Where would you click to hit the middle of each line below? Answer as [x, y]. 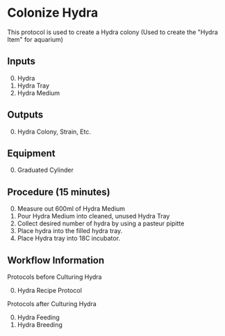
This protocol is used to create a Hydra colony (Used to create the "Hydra [113, 32]
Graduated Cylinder [45, 170]
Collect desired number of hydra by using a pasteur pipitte [101, 223]
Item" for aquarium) [35, 39]
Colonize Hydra [53, 13]
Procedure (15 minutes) [59, 192]
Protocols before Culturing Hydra [55, 277]
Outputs [25, 115]
